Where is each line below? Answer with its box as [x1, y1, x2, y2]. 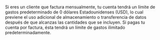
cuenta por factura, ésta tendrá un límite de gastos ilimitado [5, 25, 126, 30]
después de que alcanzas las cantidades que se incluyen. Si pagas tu [5, 19, 145, 25]
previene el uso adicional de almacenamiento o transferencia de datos [5, 14, 147, 20]
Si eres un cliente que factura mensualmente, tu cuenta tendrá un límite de [5, 4, 156, 10]
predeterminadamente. [5, 30, 51, 35]
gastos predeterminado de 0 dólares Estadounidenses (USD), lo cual [5, 9, 143, 15]
